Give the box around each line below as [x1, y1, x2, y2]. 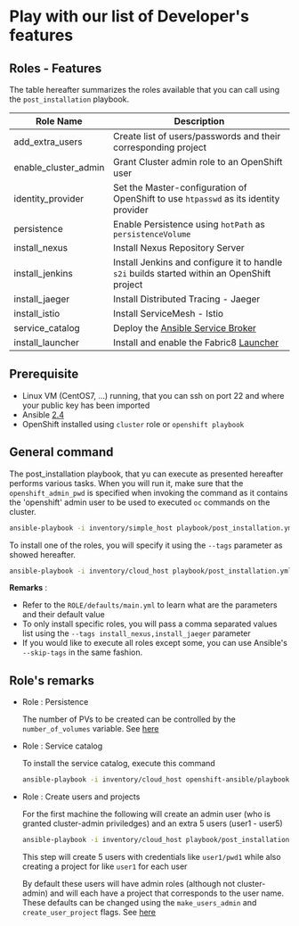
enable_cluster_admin [13, 161, 105, 173]
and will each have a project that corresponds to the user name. [50, 888, 285, 898]
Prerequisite [9, 367, 79, 382]
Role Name [35, 115, 83, 127]
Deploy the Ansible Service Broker [112, 322, 256, 334]
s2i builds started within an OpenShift [112, 268, 271, 279]
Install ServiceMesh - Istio [112, 308, 224, 319]
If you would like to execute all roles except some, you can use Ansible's [21, 638, 287, 649]
